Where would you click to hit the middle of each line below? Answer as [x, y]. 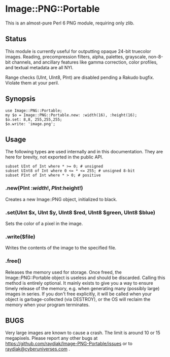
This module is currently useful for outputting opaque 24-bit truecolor [78, 51]
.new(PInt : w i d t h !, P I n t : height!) [44, 188]
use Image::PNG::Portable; [34, 111]
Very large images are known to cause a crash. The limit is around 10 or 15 [83, 333]
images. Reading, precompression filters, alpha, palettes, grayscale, [76, 57]
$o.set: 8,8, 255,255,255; [34, 119]
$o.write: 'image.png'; [30, 124]
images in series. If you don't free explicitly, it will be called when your [79, 294]
